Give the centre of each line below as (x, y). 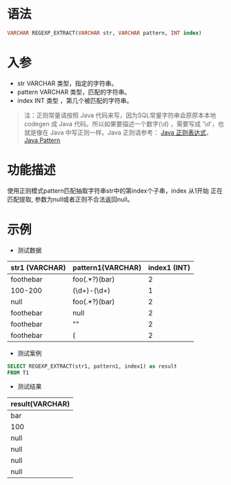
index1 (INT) (169, 268)
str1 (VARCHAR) (38, 268)
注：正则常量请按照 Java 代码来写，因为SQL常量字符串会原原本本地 (120, 115)
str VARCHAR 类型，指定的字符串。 (67, 83)
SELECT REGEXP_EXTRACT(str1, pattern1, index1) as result (92, 366)
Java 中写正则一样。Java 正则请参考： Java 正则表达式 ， (131, 132)
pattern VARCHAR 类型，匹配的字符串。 (74, 92)
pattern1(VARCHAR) (107, 268)
